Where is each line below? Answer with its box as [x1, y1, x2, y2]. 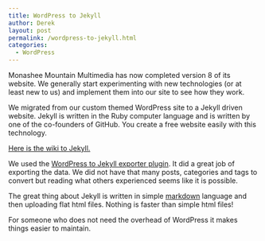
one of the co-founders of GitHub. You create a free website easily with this [8, 120, 257, 129]
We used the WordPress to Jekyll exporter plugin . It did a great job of [8, 159, 235, 168]
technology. [8, 128, 48, 138]
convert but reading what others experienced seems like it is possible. [8, 176, 239, 185]
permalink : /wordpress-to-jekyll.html [8, 33, 137, 42]
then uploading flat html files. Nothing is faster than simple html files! [8, 200, 234, 209]
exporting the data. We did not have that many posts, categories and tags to [8, 168, 258, 177]
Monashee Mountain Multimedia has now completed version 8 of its [8, 71, 231, 80]
